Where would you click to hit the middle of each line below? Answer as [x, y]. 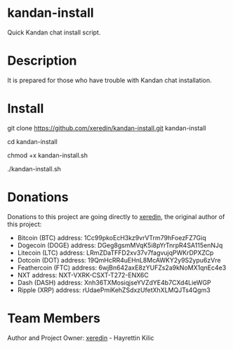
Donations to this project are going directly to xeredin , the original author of [116, 216]
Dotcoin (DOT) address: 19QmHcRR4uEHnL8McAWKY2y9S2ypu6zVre [119, 260]
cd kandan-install [32, 141]
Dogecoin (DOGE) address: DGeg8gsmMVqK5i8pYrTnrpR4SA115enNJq [120, 245]
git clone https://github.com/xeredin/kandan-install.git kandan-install [107, 128]
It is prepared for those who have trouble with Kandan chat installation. [109, 80]
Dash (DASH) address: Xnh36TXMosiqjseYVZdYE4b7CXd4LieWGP [114, 282]
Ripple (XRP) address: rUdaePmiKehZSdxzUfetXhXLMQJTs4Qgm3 [114, 290]
